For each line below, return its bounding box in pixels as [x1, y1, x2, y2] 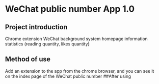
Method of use [5, 55, 51, 63]
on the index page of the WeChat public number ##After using [5, 73, 131, 79]
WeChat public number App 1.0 [5, 3, 135, 15]
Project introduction [5, 23, 68, 31]
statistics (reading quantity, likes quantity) [5, 41, 90, 47]
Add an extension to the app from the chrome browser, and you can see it [5, 68, 155, 74]
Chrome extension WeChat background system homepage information [5, 36, 148, 42]
